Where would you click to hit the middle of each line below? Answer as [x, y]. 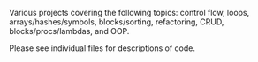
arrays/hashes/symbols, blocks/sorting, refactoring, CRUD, [117, 22]
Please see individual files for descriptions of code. [102, 48]
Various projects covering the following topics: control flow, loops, [129, 13]
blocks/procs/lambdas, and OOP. [69, 31]
